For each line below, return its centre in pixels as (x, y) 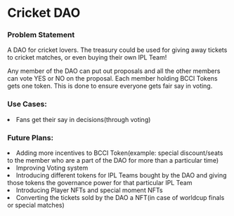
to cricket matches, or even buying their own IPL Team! (87, 58)
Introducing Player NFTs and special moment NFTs (90, 190)
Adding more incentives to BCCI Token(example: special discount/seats (120, 153)
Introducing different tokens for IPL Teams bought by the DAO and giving (122, 175)
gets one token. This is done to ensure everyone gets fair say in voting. (110, 86)
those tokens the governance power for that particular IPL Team (100, 183)
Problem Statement (41, 35)
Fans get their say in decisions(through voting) (84, 119)
